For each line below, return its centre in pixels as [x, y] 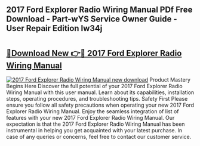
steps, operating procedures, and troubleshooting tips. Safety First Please [97, 99]
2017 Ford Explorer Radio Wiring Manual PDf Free [99, 10]
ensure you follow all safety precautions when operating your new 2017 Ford [100, 105]
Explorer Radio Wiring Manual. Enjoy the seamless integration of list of [93, 111]
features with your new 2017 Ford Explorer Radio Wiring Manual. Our [90, 118]
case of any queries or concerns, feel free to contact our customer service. [99, 137]
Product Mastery [170, 80]
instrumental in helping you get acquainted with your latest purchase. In [94, 130]
